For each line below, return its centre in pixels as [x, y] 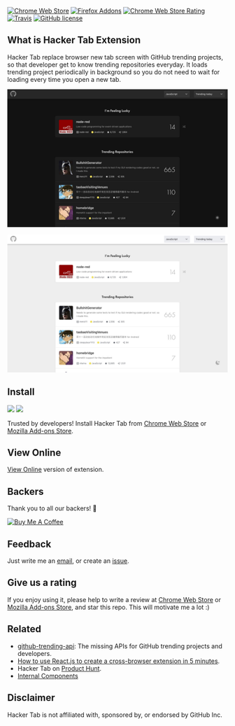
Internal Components [48, 676]
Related [24, 629]
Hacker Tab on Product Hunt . [59, 668]
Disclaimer [31, 698]
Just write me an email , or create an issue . [68, 561]
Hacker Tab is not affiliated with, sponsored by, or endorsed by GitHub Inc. [115, 715]
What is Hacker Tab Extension [74, 40]
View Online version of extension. [56, 470]
